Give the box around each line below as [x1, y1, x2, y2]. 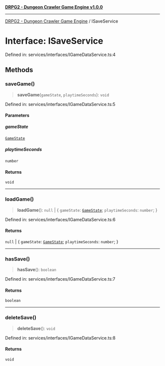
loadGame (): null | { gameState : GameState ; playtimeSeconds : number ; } [17, 207, 158, 213]
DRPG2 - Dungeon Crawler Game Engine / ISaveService [5, 18, 118, 24]
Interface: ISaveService [5, 35, 104, 47]
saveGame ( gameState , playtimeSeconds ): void [17, 92, 110, 98]
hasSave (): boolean [17, 267, 56, 273]
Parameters [5, 112, 29, 118]
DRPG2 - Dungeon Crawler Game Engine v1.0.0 [5, 4, 103, 10]
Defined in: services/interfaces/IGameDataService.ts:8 [5, 335, 116, 340]
